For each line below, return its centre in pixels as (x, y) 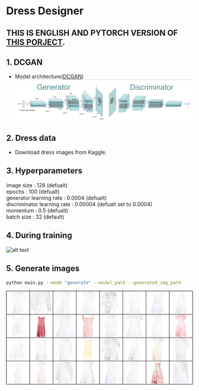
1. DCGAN (24, 62)
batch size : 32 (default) (35, 217)
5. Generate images (43, 269)
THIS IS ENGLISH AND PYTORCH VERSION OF (92, 33)
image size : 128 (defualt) (37, 185)
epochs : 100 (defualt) (33, 191)
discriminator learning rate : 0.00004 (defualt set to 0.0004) (79, 204)
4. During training (39, 236)
